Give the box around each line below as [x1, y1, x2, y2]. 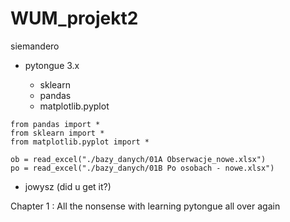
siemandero [10, 40, 60, 52]
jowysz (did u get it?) [24, 180, 112, 192]
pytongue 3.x [24, 59, 80, 71]
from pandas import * [10, 119, 101, 129]
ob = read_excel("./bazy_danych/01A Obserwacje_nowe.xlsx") [10, 154, 267, 164]
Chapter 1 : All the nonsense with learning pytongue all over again [10, 200, 281, 212]
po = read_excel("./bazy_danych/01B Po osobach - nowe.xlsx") [10, 163, 275, 173]
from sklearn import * [10, 128, 105, 138]
